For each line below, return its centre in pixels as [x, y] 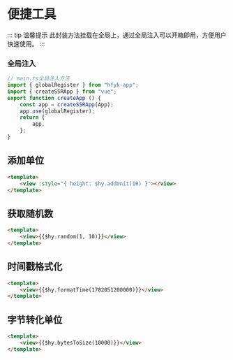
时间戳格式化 [35, 267]
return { [32, 117]
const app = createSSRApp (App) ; [67, 105]
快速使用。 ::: [26, 43]
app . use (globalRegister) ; [58, 111]
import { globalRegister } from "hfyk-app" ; [73, 85]
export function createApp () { [54, 98]
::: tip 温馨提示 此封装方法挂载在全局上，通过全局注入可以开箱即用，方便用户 [117, 35]
